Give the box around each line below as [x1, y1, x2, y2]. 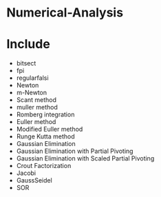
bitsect [16, 59, 36, 68]
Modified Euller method [16, 125, 83, 134]
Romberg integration [16, 110, 75, 118]
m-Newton [16, 88, 47, 97]
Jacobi [16, 169, 36, 177]
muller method [16, 103, 58, 112]
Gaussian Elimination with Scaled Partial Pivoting [16, 154, 155, 163]
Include [6, 37, 51, 52]
